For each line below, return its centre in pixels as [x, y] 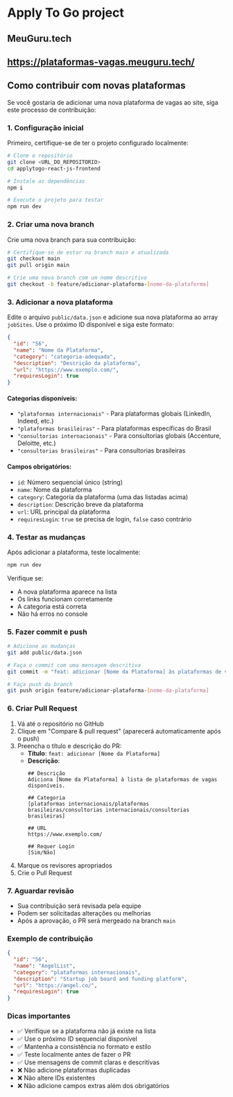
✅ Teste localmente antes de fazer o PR [74, 1055]
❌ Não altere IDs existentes [56, 1078]
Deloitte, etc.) [37, 444]
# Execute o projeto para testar [55, 200]
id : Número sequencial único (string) [70, 482]
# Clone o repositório [40, 156]
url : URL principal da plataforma [63, 512]
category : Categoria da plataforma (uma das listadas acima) [103, 497]
